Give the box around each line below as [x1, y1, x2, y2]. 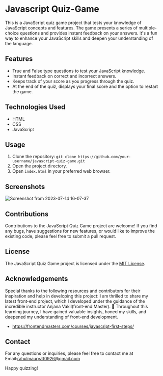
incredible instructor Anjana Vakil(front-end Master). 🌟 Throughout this [5, 303, 148, 309]
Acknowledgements [5, 275, 68, 283]
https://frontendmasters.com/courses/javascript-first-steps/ [12, 323, 134, 329]
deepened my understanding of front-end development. [5, 314, 118, 320]
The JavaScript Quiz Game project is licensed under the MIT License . [5, 260, 146, 266]
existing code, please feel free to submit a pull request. [5, 233, 116, 239]
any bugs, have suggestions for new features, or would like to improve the [5, 228, 155, 234]
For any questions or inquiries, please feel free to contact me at [5, 350, 134, 356]
